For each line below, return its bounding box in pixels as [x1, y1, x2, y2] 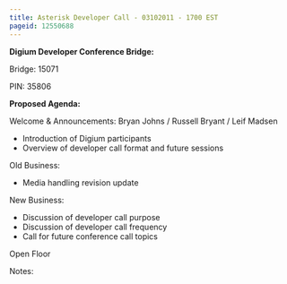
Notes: [9, 265, 34, 276]
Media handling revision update [22, 176, 139, 188]
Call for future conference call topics [22, 230, 159, 242]
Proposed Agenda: [9, 98, 81, 108]
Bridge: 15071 [9, 64, 59, 74]
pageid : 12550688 [9, 22, 74, 30]
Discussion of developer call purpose [22, 211, 161, 222]
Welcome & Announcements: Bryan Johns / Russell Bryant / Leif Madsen [9, 116, 278, 126]
